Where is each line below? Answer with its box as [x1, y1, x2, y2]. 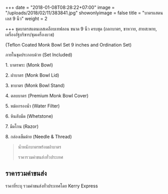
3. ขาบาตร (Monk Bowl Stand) [5, 82, 65, 89]
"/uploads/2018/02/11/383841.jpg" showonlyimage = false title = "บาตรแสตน [5, 10, 163, 16]
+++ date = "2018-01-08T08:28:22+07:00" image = [5, 5, 115, 10]
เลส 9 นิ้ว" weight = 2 [5, 15, 48, 21]
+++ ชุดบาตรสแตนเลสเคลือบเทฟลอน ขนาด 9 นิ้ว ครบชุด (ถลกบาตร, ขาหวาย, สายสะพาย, [5, 26, 157, 32]
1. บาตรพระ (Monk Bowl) [5, 62, 53, 68]
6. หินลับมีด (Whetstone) [5, 113, 53, 119]
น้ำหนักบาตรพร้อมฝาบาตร [17, 144, 62, 150]
